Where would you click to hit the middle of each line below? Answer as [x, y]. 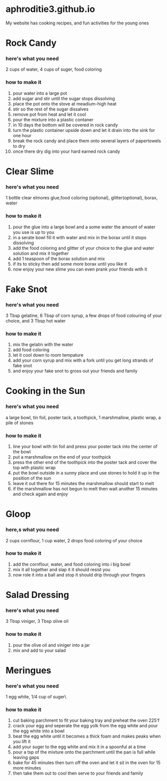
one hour [22, 135]
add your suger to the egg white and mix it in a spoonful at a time [79, 747]
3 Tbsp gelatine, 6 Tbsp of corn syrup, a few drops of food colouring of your [84, 315]
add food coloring [31, 350]
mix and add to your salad [39, 650]
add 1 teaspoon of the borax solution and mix [59, 258]
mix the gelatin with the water [43, 345]
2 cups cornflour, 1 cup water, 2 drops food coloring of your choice [74, 540]
